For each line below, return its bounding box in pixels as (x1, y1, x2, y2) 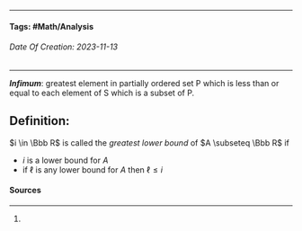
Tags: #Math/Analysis (9, 21, 94, 31)
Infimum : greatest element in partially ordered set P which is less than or (9, 77, 280, 88)
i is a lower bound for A (22, 155, 109, 165)
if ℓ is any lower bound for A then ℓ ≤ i (22, 164, 164, 175)
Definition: (9, 113, 70, 129)
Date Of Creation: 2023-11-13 (9, 41, 119, 52)
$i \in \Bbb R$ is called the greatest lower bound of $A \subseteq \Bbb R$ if (9, 137, 290, 148)
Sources (9, 185, 42, 196)
